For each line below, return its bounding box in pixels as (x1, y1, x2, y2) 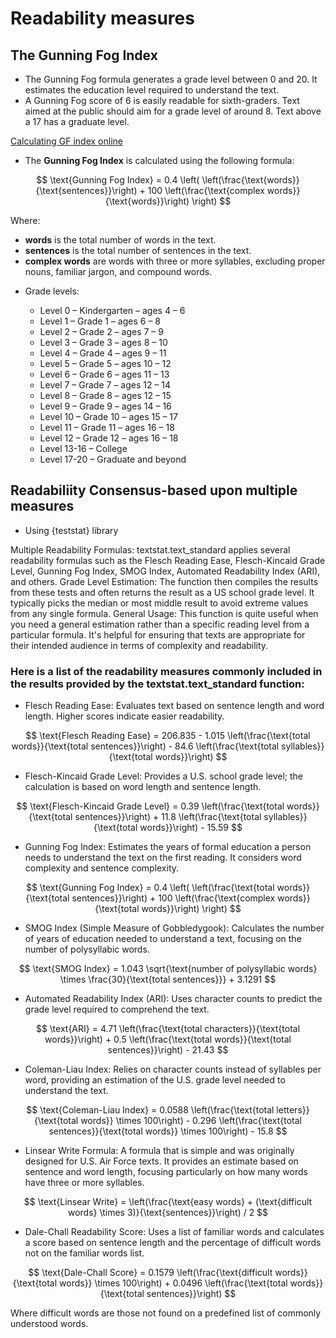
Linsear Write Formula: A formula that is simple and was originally (24, 1145, 295, 1157)
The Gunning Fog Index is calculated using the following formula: (24, 155, 295, 166)
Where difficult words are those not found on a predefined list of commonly (10, 1307, 322, 1319)
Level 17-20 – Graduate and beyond (39, 453, 187, 465)
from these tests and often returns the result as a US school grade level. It (10, 586, 315, 598)
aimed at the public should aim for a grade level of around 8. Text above (24, 105, 322, 117)
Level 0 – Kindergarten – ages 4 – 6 (39, 305, 186, 316)
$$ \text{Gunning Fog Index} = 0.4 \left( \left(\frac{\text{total (25, 882, 275, 894)
